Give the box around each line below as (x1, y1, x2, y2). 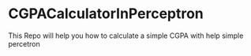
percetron (8, 39, 41, 48)
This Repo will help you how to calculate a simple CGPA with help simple (8, 31, 244, 40)
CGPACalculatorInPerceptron (8, 5, 204, 23)
